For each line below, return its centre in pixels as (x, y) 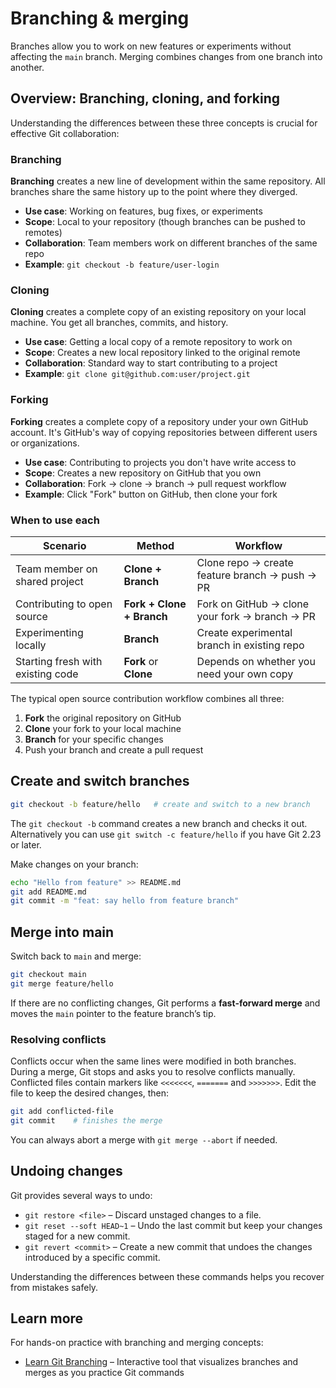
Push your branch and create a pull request (114, 749)
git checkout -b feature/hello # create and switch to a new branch (160, 804)
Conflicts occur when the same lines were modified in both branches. (153, 1061)
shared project (49, 581)
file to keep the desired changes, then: (90, 1093)
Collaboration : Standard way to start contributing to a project (151, 363)
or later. (26, 844)
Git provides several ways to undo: (81, 1195)
